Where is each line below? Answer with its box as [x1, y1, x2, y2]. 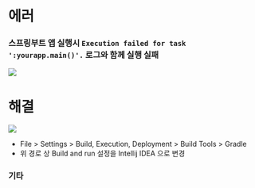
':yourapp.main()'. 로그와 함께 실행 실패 [8, 49, 159, 60]
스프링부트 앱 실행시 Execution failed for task [8, 37, 186, 48]
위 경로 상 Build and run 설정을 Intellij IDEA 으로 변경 [19, 148, 186, 159]
